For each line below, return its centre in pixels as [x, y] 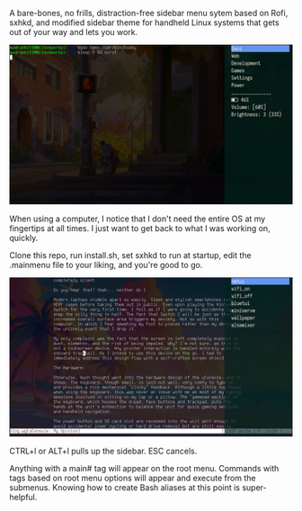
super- [254, 488]
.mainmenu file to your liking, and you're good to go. [106, 264]
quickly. [24, 238]
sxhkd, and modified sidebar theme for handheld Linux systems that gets [145, 22]
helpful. [23, 497]
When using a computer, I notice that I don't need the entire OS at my [138, 219]
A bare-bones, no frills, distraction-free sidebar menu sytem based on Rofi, [149, 13]
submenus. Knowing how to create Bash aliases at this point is [125, 488]
